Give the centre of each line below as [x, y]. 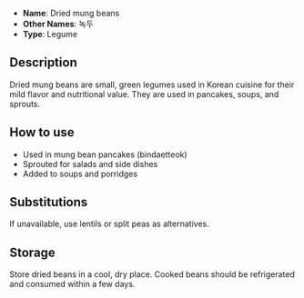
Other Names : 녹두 [58, 24]
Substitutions [49, 202]
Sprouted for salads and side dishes [90, 164]
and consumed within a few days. [72, 284]
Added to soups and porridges [80, 174]
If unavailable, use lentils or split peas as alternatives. [109, 224]
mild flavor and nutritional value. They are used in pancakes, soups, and [144, 94]
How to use [42, 132]
